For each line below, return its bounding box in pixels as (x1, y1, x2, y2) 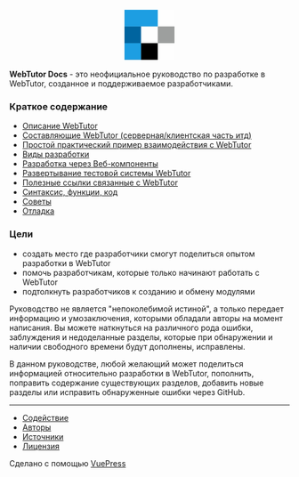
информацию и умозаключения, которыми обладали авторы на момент (9, 312, 283, 323)
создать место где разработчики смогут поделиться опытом (21, 248, 255, 259)
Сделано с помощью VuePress (9, 457, 126, 468)
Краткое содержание (9, 100, 109, 112)
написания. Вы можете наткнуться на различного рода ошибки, (9, 322, 254, 333)
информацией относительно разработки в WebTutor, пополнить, (9, 368, 255, 378)
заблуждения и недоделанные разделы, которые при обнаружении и (9, 331, 273, 343)
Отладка (21, 206, 55, 216)
